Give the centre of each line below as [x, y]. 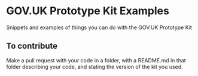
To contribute [32, 46]
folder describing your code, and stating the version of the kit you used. [95, 66]
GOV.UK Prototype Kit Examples [88, 11]
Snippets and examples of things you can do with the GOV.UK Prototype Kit [99, 27]
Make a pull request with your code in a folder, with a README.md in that [96, 60]
